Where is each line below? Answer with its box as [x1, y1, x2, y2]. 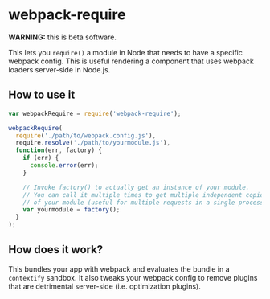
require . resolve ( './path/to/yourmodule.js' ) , [15, 139, 171, 147]
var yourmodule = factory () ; [22, 206, 121, 214]
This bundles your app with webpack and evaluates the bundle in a [8, 264, 231, 274]
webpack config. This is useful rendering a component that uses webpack [8, 56, 255, 66]
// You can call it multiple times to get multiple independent [22, 190, 243, 199]
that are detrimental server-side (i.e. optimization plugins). [8, 281, 201, 291]
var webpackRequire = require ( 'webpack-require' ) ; [8, 109, 182, 117]
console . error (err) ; [29, 162, 99, 170]
